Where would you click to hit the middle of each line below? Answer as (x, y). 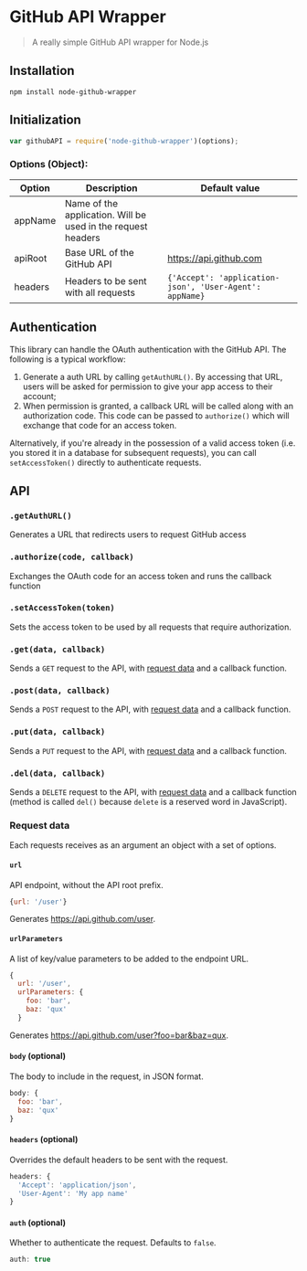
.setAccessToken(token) (63, 608)
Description (111, 187)
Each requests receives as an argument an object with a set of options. (143, 845)
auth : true (30, 1260)
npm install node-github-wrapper (73, 92)
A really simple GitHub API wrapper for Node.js (120, 42)
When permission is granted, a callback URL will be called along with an (158, 406)
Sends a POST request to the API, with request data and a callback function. (150, 709)
